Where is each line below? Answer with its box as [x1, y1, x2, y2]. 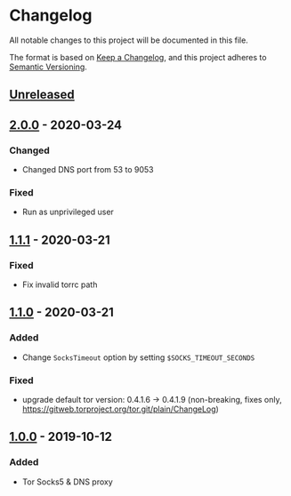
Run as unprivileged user [21, 206, 114, 218]
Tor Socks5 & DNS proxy [21, 476, 113, 487]
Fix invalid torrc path [21, 279, 98, 290]
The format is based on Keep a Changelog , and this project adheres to [9, 52, 267, 62]
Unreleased [9, 87, 76, 102]
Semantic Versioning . [9, 61, 87, 72]
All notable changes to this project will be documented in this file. [9, 35, 249, 45]
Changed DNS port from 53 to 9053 [21, 164, 154, 175]
